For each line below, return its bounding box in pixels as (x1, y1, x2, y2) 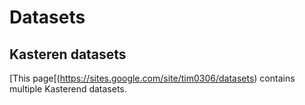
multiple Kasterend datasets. (9, 83, 127, 95)
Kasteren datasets (9, 46, 127, 63)
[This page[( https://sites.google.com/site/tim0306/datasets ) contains (9, 72, 296, 84)
